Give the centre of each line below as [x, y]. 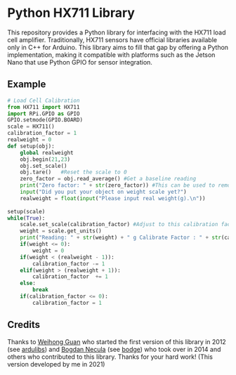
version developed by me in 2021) [56, 364]
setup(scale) [26, 211]
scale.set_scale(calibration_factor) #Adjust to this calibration [119, 225]
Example [27, 85]
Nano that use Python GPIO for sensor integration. [80, 62]
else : [28, 283]
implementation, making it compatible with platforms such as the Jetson [111, 55]
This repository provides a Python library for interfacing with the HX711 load [117, 32]
